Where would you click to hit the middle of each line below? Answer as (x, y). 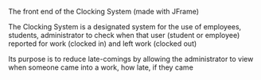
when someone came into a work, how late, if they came (101, 67)
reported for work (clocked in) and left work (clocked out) (103, 44)
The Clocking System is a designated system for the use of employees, (125, 27)
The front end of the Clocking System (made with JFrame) (104, 11)
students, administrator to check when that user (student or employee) (124, 35)
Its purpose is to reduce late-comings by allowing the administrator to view (131, 59)
